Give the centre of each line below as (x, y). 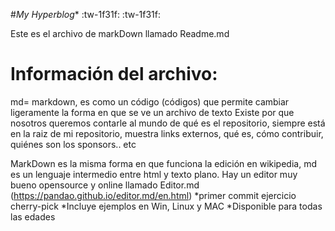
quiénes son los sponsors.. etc (73, 144)
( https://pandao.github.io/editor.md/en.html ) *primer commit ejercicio (153, 195)
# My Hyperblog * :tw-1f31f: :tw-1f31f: (86, 14)
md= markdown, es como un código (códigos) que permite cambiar (150, 101)
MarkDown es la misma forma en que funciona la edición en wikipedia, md (163, 163)
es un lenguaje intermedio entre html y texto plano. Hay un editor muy (154, 174)
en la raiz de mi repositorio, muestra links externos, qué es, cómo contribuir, (167, 133)
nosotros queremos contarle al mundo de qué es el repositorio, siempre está (168, 123)
